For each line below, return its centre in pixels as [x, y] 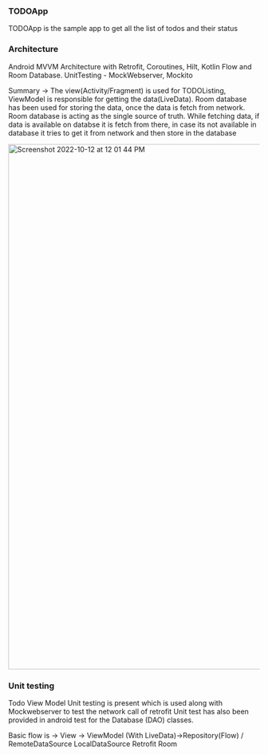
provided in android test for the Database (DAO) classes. [101, 720]
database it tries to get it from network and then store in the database [122, 132]
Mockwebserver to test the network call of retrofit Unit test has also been [129, 711]
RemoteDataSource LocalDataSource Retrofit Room [93, 744]
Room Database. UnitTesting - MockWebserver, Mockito [100, 75]
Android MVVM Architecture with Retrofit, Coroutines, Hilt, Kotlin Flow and [130, 66]
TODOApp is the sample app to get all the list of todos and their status [123, 29]
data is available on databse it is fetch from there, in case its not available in [132, 124]
